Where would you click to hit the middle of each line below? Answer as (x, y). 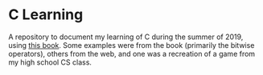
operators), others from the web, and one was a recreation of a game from (132, 53)
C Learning (46, 15)
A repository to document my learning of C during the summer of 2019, (126, 37)
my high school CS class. (50, 62)
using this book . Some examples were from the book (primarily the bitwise (131, 45)
